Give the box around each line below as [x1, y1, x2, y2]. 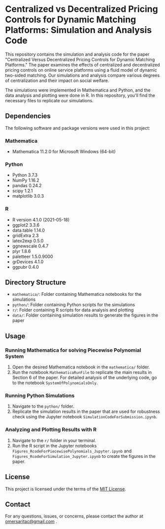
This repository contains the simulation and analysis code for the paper [5, 51, 150, 57]
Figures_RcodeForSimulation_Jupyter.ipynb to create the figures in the [12, 453, 156, 459]
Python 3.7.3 [12, 172, 38, 178]
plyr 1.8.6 [12, 248, 31, 254]
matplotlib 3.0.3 [12, 193, 44, 199]
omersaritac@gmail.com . [5, 519, 58, 525]
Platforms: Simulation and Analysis [5, 25, 152, 36]
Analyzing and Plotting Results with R [5, 426, 97, 433]
